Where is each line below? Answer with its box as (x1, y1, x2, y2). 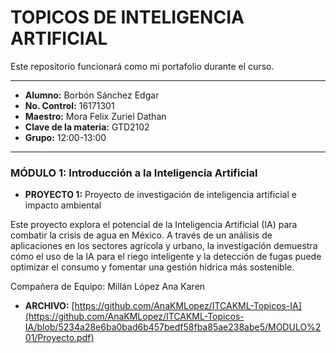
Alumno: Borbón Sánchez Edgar (24, 89, 160, 101)
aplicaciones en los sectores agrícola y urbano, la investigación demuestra (10, 240, 318, 252)
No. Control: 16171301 (24, 99, 115, 111)
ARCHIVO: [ (24, 300, 75, 312)
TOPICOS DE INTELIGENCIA (10, 6, 245, 29)
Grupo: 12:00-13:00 (24, 131, 107, 143)
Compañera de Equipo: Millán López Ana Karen (10, 281, 206, 293)
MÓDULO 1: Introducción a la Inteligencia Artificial (10, 166, 258, 180)
